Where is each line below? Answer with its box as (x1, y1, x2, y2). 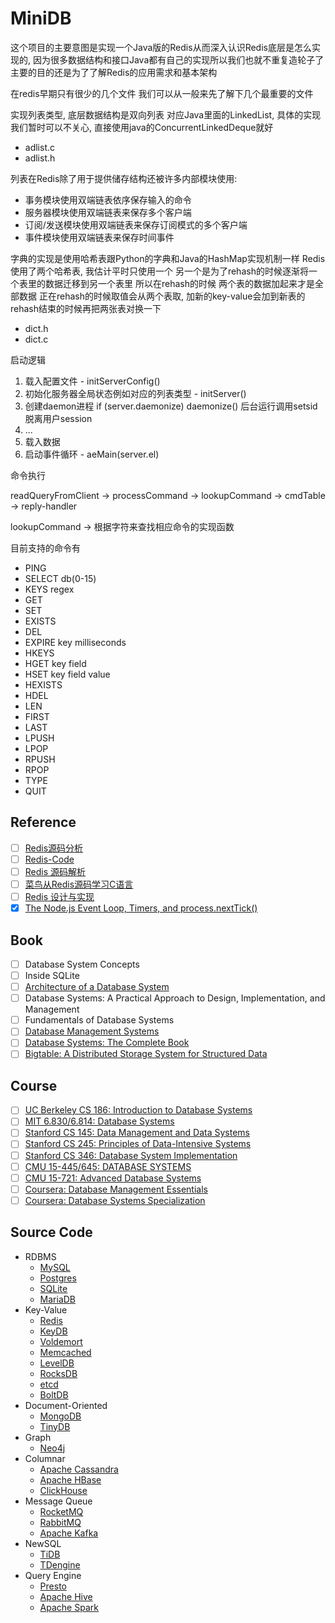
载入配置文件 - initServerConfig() (24, 375, 161, 387)
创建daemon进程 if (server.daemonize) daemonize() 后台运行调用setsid (24, 400, 318, 412)
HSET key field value (24, 668, 111, 680)
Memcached (39, 1346, 92, 1358)
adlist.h (24, 152, 56, 164)
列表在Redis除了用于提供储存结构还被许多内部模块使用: (10, 172, 238, 184)
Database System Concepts (24, 958, 140, 970)
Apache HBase (39, 1473, 102, 1486)
